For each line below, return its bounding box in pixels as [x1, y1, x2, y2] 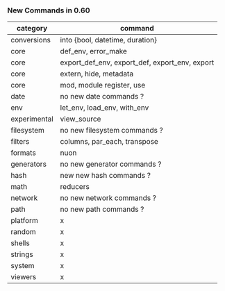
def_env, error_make [60, 47, 127, 56]
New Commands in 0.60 [7, 6, 90, 15]
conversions [10, 35, 51, 45]
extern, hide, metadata [60, 69, 134, 78]
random [10, 227, 36, 237]
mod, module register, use [60, 81, 146, 90]
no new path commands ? [60, 204, 144, 214]
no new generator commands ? [60, 159, 162, 169]
